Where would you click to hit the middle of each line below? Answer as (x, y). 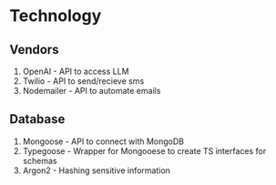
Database (37, 119)
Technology (56, 16)
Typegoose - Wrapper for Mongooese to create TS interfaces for (144, 150)
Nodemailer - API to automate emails (92, 91)
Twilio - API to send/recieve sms (83, 81)
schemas (40, 160)
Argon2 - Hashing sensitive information (97, 170)
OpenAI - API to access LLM (76, 71)
